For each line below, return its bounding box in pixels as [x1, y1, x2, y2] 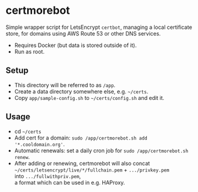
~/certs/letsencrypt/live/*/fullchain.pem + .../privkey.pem [14, 166, 170, 173]
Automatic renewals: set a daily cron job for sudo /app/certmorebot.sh [14, 147, 189, 154]
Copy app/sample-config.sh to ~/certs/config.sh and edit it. [14, 94, 165, 101]
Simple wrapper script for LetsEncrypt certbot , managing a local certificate [5, 23, 193, 31]
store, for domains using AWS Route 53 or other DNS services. [5, 29, 161, 37]
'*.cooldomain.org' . [14, 140, 65, 147]
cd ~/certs [14, 128, 42, 135]
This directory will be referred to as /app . [14, 81, 116, 88]
